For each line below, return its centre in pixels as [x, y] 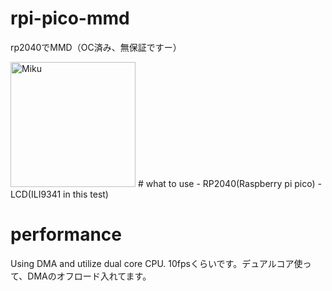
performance [66, 234]
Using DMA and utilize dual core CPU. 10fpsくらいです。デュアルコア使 [156, 263]
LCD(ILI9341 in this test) [59, 194]
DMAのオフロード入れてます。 [89, 276]
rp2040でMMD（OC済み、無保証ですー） [96, 47]
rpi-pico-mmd [70, 18]
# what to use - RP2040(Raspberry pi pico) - [229, 183]
